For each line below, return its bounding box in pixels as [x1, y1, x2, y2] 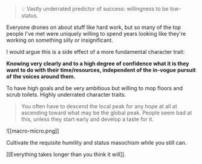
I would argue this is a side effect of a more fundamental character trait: [6, 48, 185, 55]
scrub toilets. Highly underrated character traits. [6, 91, 126, 98]
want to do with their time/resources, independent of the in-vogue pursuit [6, 67, 196, 73]
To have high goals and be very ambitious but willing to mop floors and [6, 85, 183, 91]
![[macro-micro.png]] [6, 127, 59, 134]
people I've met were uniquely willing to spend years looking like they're [6, 30, 186, 37]
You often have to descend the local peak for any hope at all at [21, 103, 177, 110]
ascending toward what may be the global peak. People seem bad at [21, 109, 192, 116]
